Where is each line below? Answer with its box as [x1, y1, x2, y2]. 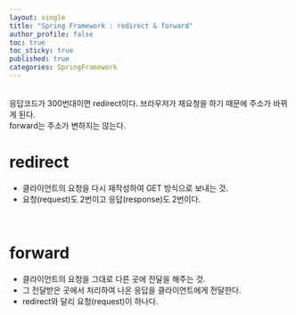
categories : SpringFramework [9, 63, 118, 72]
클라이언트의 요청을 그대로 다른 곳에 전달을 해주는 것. [21, 273, 206, 284]
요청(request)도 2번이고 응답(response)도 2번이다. [21, 194, 201, 204]
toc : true [9, 37, 46, 47]
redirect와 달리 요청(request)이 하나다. [21, 295, 159, 306]
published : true [9, 54, 70, 63]
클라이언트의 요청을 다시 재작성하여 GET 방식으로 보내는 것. [21, 182, 229, 193]
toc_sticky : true [9, 46, 74, 55]
